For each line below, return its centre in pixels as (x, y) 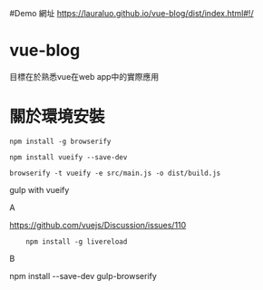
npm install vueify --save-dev (68, 157)
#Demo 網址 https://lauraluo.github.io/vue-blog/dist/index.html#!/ (131, 13)
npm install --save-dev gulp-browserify (83, 275)
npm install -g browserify (60, 141)
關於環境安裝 (58, 117)
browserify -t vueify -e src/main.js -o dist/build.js (115, 173)
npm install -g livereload (77, 242)
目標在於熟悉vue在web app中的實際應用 (84, 76)
